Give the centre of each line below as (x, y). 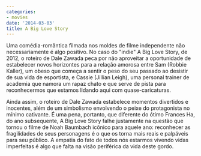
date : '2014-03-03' (31, 23)
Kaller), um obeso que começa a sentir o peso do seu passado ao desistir (97, 71)
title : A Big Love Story (37, 28)
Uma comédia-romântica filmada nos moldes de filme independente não (96, 46)
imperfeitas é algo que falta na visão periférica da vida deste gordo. (90, 146)
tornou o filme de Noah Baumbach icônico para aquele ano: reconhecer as (98, 127)
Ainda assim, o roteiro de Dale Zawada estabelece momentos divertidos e (97, 102)
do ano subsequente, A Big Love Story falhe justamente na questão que (95, 121)
